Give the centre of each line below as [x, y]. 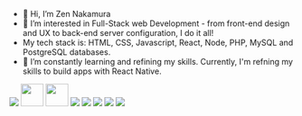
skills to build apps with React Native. [92, 71]
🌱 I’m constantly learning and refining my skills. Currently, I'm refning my [158, 62]
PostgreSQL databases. [66, 52]
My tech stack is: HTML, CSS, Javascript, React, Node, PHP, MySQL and [158, 42]
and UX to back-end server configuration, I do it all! [118, 33]
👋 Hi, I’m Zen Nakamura [66, 14]
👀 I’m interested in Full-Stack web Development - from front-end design [156, 23]
